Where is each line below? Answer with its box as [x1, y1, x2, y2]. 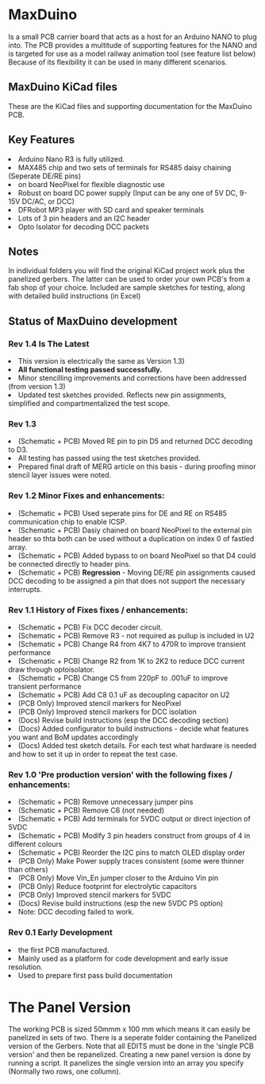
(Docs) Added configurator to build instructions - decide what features [18, 723, 249, 733]
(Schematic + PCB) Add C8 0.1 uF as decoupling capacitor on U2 [18, 690, 230, 700]
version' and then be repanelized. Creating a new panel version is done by [8, 1050, 252, 1059]
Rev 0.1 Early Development [8, 927, 113, 938]
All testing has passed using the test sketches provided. [18, 454, 201, 463]
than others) [8, 865, 49, 875]
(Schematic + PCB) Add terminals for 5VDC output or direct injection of [18, 814, 252, 824]
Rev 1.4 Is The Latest [8, 338, 90, 349]
